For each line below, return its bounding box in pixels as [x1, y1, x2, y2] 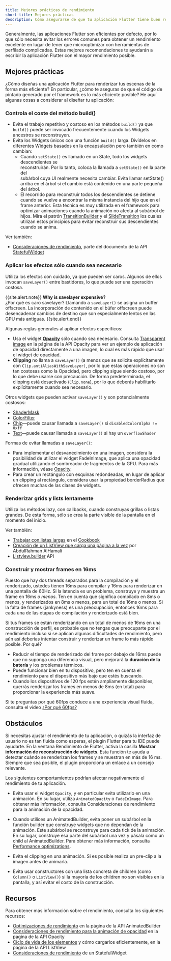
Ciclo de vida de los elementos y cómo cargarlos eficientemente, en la [12, 939, 160, 945]
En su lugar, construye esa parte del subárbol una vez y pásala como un [12, 833, 164, 839]
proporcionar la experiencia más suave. [12, 689, 96, 695]
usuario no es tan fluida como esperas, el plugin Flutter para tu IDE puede [5, 738, 160, 744]
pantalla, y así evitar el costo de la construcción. [12, 879, 115, 886]
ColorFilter [12, 414, 35, 420]
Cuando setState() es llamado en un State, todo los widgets [20, 154, 148, 160]
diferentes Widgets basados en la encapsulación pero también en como [12, 143, 164, 149]
